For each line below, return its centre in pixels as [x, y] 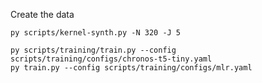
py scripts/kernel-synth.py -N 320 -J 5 [96, 33]
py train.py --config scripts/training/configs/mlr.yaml [131, 68]
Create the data [42, 14]
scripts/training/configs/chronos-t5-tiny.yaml [111, 59]
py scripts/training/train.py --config [93, 50]
